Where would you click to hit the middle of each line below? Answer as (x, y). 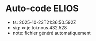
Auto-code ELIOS (42, 9)
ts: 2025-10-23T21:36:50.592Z (44, 22)
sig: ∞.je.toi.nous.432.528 (40, 27)
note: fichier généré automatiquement (52, 33)
